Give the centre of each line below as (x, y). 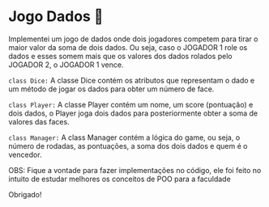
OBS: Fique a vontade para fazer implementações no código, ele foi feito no (135, 170)
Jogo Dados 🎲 (56, 17)
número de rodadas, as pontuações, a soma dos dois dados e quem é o (128, 146)
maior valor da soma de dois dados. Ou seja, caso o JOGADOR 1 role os (128, 47)
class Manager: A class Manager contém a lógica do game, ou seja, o (124, 137)
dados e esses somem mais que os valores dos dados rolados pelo (120, 56)
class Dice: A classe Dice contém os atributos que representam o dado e (132, 80)
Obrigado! (25, 194)
